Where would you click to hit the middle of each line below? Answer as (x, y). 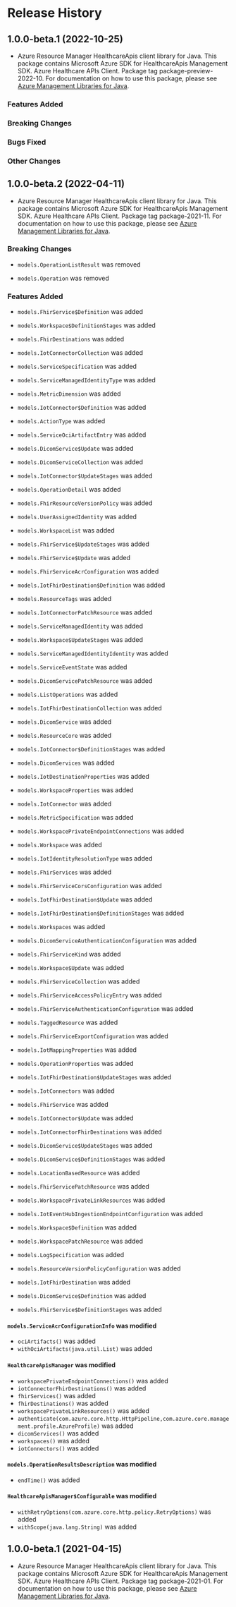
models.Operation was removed (63, 278)
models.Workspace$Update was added (71, 968)
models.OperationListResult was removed (79, 264)
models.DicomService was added (64, 722)
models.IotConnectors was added (66, 1091)
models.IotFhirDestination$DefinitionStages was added (101, 913)
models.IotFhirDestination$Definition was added (91, 585)
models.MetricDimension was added (69, 394)
